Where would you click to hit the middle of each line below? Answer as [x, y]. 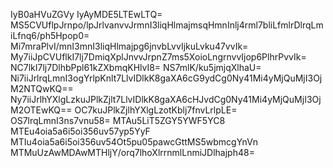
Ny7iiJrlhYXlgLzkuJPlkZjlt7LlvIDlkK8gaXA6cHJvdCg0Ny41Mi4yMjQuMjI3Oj [166, 99]
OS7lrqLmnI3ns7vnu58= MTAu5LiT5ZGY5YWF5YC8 [118, 120]
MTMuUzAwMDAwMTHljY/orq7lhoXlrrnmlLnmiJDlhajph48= [132, 152]
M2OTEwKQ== [41, 110]
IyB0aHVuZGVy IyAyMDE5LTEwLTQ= [86, 14]
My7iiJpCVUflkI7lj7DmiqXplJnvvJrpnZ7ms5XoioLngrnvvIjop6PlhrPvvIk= [158, 57]
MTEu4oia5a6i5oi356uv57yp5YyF [80, 131]
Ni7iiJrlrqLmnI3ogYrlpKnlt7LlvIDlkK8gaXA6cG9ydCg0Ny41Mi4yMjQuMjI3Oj [166, 78]
